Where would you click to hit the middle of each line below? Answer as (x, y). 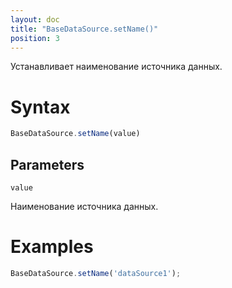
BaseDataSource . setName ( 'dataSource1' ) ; (96, 273)
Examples (52, 247)
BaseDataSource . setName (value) (75, 134)
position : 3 (35, 38)
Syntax (40, 107)
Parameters (47, 164)
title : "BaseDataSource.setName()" (84, 29)
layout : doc (35, 19)
